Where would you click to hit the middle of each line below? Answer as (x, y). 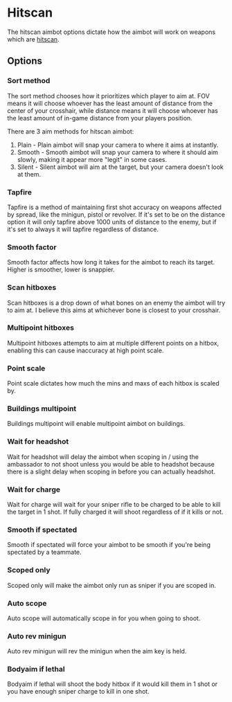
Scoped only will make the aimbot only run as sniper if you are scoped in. (111, 585)
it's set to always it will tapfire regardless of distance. (83, 229)
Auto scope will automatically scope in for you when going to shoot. (104, 618)
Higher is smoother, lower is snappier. (61, 270)
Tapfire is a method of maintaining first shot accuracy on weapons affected (114, 207)
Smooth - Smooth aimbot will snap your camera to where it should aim (117, 152)
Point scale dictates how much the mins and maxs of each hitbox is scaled (113, 384)
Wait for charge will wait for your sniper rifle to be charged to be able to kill (114, 504)
